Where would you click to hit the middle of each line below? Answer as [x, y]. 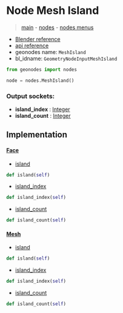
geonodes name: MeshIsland [50, 52]
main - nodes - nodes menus [57, 27]
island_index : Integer [43, 109]
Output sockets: [31, 96]
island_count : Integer [43, 115]
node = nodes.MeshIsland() [40, 80]
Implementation [37, 135]
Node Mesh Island [53, 11]
